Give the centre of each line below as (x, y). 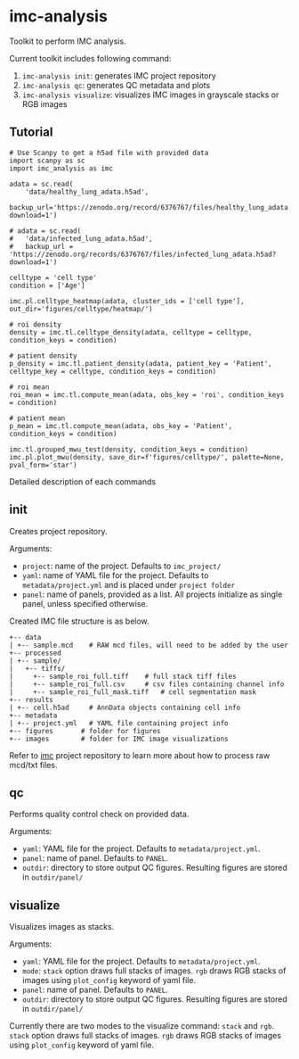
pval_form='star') (43, 465)
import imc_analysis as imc (61, 168)
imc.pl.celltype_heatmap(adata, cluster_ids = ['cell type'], (127, 301)
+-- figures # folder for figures (85, 731)
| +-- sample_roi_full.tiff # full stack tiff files (123, 676)
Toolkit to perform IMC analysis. (68, 41)
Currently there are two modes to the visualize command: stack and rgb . (141, 1026)
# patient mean (37, 418)
